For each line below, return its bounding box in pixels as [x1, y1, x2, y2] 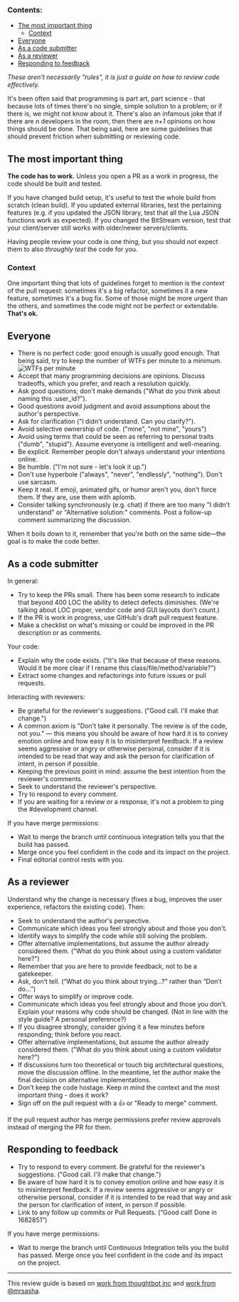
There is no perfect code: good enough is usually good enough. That [17, 349, 221, 357]
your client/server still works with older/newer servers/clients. [7, 223, 188, 233]
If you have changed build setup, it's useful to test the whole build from [7, 193, 216, 202]
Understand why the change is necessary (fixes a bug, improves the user [7, 895, 223, 903]
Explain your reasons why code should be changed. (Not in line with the [17, 1007, 229, 1016]
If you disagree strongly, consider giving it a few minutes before [17, 1022, 205, 1031]
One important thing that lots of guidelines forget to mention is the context [7, 279, 225, 288]
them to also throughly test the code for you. [7, 245, 138, 254]
